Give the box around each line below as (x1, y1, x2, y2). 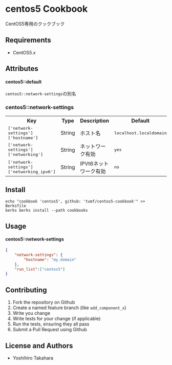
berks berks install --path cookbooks (5, 208, 88, 213)
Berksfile (5, 204, 27, 209)
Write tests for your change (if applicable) (12, 316, 101, 322)
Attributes (5, 65, 38, 73)
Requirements (5, 36, 51, 45)
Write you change (12, 310, 50, 316)
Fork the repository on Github (12, 299, 75, 306)
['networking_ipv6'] (8, 169, 56, 175)
